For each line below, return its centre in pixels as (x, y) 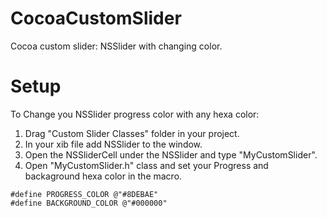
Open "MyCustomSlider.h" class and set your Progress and (146, 165)
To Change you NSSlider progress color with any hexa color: (135, 114)
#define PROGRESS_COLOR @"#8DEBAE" (84, 194)
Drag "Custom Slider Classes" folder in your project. (132, 133)
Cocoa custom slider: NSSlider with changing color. (116, 46)
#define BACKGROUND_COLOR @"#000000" (89, 203)
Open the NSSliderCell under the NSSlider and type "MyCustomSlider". (171, 154)
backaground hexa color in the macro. (103, 176)
